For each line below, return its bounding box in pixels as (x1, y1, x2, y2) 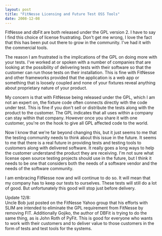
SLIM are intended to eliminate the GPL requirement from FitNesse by (5, 205, 144, 211)
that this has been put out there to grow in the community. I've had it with (5, 40, 151, 46)
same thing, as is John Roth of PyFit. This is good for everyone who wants (5, 215, 153, 221)
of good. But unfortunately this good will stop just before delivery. (5, 185, 136, 191)
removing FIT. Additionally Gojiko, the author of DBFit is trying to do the (5, 210, 147, 216)
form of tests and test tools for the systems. (5, 226, 92, 232)
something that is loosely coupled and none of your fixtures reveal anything (5, 80, 156, 86)
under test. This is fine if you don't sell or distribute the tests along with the (5, 105, 155, 110)
